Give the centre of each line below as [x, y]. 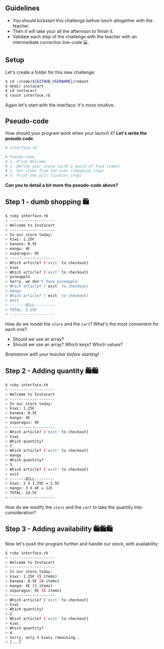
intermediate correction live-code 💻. [51, 42]
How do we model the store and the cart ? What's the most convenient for [82, 324]
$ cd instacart [21, 91]
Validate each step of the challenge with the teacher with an [75, 36]
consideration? [21, 512]
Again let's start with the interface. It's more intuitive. [60, 105]
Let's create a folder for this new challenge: [50, 72]
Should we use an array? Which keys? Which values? [68, 345]
